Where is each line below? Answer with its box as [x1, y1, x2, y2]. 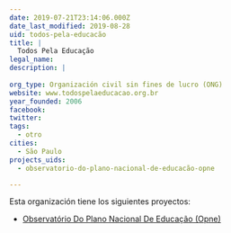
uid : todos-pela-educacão [9, 30, 106, 39]
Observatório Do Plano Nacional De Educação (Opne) [22, 213, 222, 225]
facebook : [9, 105, 47, 114]
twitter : [9, 113, 42, 122]
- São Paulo [17, 147, 63, 156]
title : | [9, 38, 42, 48]
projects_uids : [9, 155, 67, 165]
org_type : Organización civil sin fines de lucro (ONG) [9, 80, 223, 89]
